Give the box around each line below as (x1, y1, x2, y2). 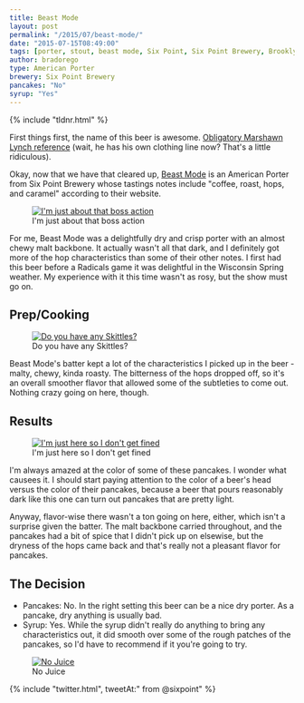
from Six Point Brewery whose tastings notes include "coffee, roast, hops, (9, 178, 285, 189)
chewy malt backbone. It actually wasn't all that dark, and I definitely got (9, 242, 280, 253)
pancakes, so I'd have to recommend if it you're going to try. (22, 639, 248, 649)
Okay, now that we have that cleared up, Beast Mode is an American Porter (9, 169, 290, 180)
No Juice (32, 666, 66, 677)
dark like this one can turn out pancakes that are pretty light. (9, 493, 235, 504)
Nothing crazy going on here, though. (9, 387, 149, 398)
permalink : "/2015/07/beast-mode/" (9, 30, 144, 39)
